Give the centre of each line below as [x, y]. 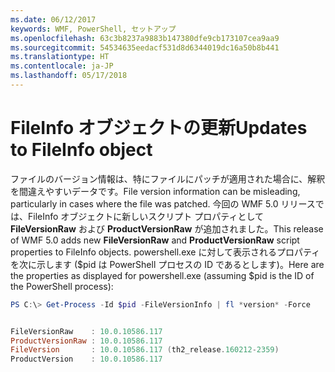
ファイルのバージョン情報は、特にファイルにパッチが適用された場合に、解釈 [168, 178]
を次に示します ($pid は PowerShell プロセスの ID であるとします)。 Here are [167, 264]
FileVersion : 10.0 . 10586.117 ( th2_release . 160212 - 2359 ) [145, 350]
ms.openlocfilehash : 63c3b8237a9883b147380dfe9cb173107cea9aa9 [145, 38]
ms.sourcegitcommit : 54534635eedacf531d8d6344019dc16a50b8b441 [145, 47]
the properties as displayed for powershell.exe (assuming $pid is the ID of [162, 275]
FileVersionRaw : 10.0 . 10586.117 [86, 331]
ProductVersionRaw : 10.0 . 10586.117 [86, 341]
